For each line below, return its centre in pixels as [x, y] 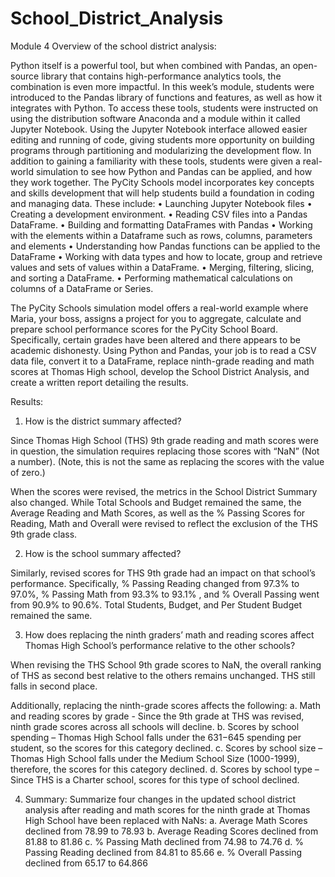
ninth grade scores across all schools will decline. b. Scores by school [155, 726]
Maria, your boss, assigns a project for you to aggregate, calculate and [156, 318]
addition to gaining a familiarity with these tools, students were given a [155, 161]
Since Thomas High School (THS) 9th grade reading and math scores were [164, 440]
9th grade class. [44, 534]
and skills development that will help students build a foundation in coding [162, 193]
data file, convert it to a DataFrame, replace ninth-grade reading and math [162, 361]
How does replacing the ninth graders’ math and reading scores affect [169, 634]
